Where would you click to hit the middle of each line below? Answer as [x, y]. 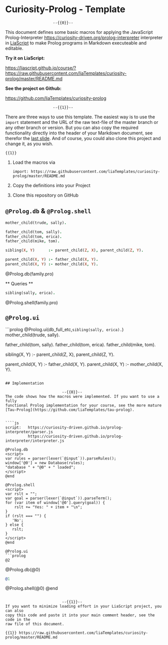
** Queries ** [19, 284]
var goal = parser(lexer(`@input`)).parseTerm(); [59, 498]
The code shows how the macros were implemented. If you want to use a [82, 396]
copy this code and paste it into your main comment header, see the [80, 615]
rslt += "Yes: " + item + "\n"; [48, 507]
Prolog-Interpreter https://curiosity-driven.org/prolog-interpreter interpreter [84, 37]
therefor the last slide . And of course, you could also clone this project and [83, 138]
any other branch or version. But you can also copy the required [72, 127]
